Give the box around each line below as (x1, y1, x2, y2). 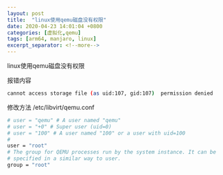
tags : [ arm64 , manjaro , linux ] (7, 36, 97, 43)
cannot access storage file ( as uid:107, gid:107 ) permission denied (7, 90, 213, 97)
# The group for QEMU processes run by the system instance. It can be (7, 149, 216, 156)
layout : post (7, 10, 45, 17)
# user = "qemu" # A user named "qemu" (7, 117, 121, 124)
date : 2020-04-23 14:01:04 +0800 (7, 23, 103, 30)
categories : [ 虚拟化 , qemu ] (7, 29, 81, 36)
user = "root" (7, 142, 48, 150)
